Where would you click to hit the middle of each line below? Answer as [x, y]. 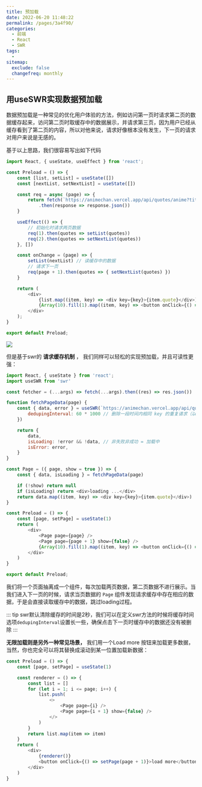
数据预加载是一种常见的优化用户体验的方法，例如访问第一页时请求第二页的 [98, 115]
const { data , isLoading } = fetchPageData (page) [81, 475]
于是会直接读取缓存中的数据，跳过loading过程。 [76, 602]
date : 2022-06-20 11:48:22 [40, 17]
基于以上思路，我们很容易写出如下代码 [54, 150]
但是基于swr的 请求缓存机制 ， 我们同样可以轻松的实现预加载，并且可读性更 [100, 356]
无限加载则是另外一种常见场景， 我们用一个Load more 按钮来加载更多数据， [100, 643]
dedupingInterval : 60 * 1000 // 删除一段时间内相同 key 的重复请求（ [110, 414]
